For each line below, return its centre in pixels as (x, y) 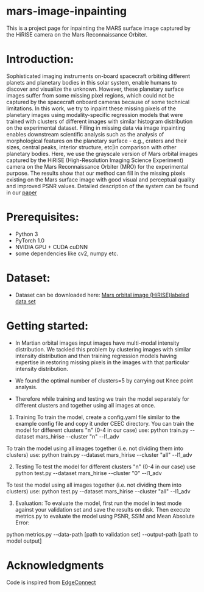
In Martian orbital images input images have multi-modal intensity (97, 343)
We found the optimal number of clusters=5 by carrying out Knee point (104, 380)
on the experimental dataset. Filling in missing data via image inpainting (96, 128)
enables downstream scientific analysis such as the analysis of (85, 134)
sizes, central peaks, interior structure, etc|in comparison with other (91, 147)
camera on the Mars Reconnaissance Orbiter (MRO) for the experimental (97, 166)
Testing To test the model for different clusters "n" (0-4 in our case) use (105, 467)
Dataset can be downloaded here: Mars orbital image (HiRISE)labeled (102, 295)
